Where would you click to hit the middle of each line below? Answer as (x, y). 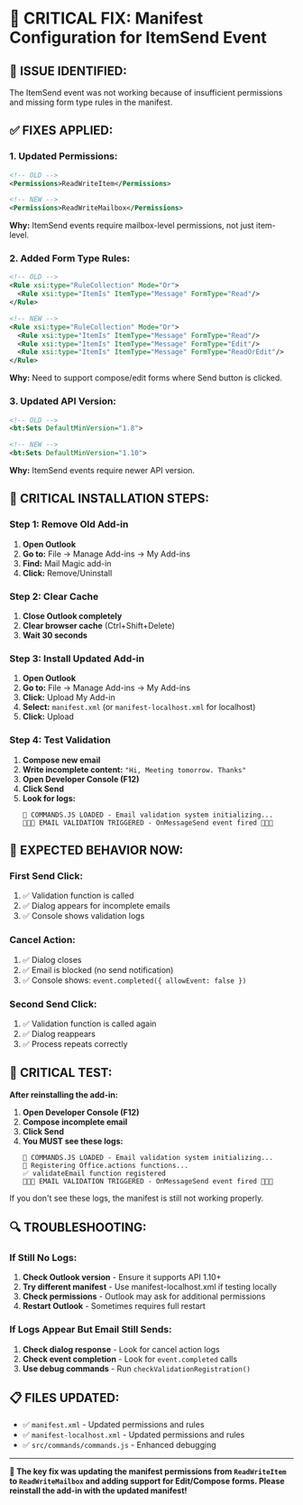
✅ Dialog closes (52, 959)
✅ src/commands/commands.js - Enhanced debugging (119, 1444)
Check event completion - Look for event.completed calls (129, 1359)
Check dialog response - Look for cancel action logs (121, 1349)
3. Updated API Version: (63, 401)
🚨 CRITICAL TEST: (61, 1073)
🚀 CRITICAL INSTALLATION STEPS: (110, 499)
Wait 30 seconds (55, 635)
